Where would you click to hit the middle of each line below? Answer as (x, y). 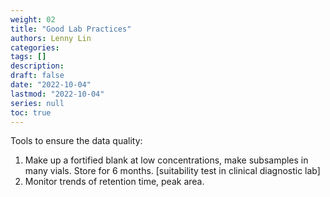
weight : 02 (33, 19)
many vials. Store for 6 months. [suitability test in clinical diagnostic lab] (172, 171)
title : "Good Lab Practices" (71, 29)
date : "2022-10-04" (51, 85)
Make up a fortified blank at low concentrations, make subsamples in (166, 160)
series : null (37, 103)
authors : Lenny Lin (51, 38)
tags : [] (28, 57)
